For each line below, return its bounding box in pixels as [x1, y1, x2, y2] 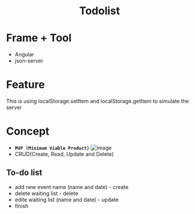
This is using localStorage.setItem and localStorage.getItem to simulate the [6, 98, 189, 105]
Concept [6, 124, 50, 138]
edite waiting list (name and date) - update [14, 196, 119, 203]
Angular [14, 51, 34, 58]
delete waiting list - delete [14, 190, 79, 197]
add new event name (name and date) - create [14, 183, 129, 190]
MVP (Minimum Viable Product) [14, 145, 90, 151]
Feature [6, 78, 45, 91]
